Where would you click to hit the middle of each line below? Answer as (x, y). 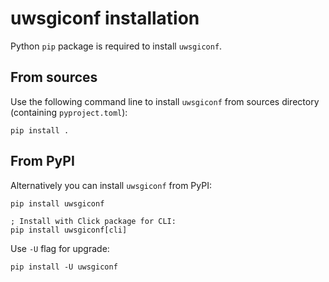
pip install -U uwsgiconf (64, 267)
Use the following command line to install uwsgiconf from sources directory (165, 101)
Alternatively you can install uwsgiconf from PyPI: (111, 185)
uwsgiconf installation (105, 18)
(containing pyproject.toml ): (69, 112)
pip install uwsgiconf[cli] (69, 230)
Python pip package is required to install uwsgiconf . (116, 46)
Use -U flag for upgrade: (60, 248)
